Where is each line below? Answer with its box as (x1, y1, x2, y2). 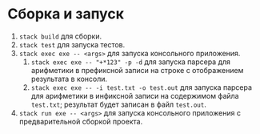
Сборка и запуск (7, 5, 125, 23)
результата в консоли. (30, 74, 108, 83)
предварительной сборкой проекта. (18, 116, 143, 126)
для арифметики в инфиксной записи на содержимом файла (30, 91, 239, 100)
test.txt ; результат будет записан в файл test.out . (30, 99, 207, 109)
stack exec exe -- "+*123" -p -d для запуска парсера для (30, 57, 231, 67)
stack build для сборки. (18, 31, 102, 41)
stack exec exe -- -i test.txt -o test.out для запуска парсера (30, 82, 253, 92)
